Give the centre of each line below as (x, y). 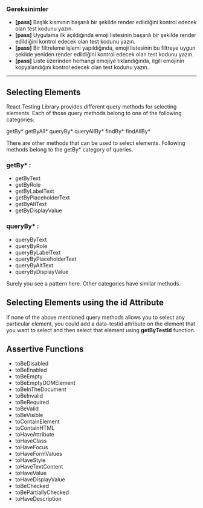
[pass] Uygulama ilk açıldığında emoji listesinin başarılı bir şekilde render (105, 35)
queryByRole (31, 246)
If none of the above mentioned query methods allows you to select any (96, 317)
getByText (27, 178)
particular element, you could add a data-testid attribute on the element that (101, 324)
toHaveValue (31, 473)
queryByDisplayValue (42, 272)
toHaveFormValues (38, 454)
